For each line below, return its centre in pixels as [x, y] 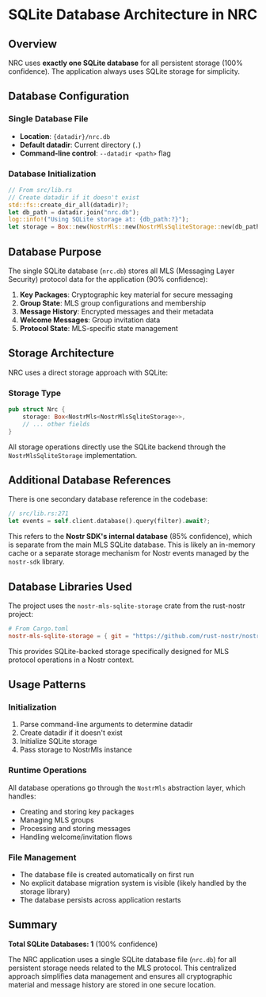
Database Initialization [52, 174]
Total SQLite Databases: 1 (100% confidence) [83, 944]
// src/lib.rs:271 [38, 514]
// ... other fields [56, 424]
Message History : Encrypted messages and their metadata [116, 312]
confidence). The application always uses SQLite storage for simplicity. [124, 71]
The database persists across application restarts [100, 900]
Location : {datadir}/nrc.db [65, 136]
